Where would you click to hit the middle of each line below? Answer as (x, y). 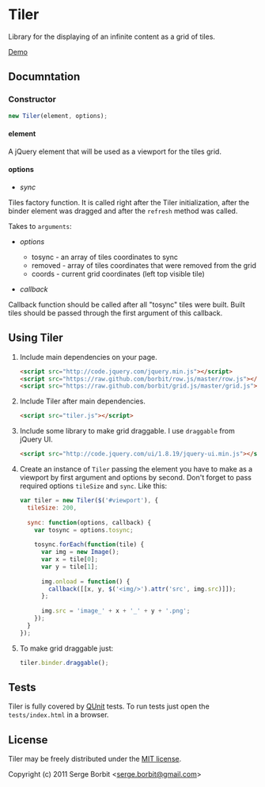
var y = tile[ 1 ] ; (70, 567)
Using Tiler (36, 338)
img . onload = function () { (85, 581)
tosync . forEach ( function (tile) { (89, 544)
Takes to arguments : (40, 226)
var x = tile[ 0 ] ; (70, 560)
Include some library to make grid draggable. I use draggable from (127, 431)
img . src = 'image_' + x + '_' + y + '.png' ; (115, 611)
